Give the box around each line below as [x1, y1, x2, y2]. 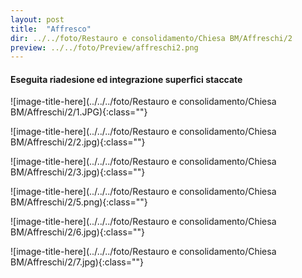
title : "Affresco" [10, 24, 92, 34]
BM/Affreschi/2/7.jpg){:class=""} [10, 256, 145, 268]
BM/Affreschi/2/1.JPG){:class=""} [10, 106, 148, 118]
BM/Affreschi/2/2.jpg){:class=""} [10, 136, 146, 148]
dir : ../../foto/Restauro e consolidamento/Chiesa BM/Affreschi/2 [10, 33, 293, 43]
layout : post [10, 14, 65, 25]
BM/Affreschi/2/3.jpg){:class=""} [10, 166, 146, 178]
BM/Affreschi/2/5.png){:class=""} [10, 196, 148, 208]
